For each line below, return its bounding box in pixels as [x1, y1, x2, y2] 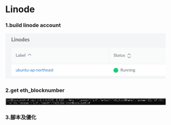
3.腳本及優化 [5, 113, 37, 120]
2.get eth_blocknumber [5, 87, 65, 94]
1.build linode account [5, 22, 61, 29]
